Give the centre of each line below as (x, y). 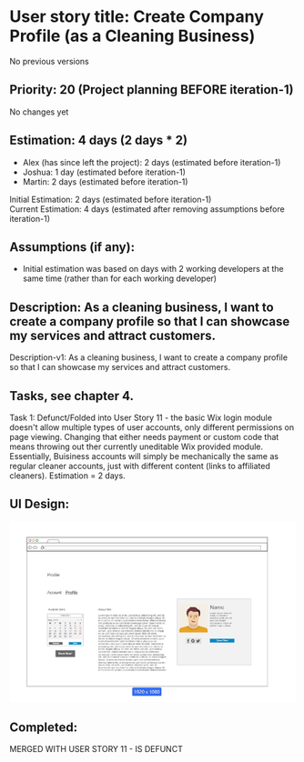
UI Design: (40, 504)
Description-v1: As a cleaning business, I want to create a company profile (149, 357)
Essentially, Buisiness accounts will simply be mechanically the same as (144, 456)
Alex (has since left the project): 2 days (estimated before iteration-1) (152, 162)
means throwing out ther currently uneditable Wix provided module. (137, 446)
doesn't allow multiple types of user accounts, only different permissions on (152, 427)
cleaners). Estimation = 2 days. (67, 476)
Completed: (44, 727)
